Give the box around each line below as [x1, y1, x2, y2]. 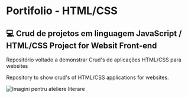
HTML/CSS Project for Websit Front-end [6, 40, 157, 51]
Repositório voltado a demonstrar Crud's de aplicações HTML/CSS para [6, 56, 181, 63]
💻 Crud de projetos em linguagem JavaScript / [6, 28, 182, 38]
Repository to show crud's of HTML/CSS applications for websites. [6, 74, 170, 81]
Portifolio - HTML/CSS [6, 4, 118, 18]
